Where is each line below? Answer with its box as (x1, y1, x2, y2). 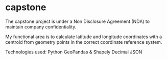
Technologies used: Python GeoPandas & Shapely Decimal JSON (5, 49, 142, 55)
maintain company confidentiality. (5, 23, 77, 29)
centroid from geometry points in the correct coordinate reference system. (5, 39, 162, 45)
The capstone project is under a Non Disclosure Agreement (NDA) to (5, 18, 150, 24)
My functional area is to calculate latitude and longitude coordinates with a (5, 34, 162, 40)
